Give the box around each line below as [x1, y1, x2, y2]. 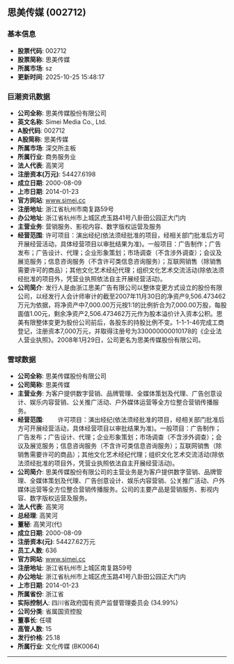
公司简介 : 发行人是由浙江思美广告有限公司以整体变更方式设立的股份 [17, 283, 210, 292]
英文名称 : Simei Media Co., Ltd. [17, 117, 107, 126]
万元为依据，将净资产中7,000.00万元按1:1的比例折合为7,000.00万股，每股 [17, 301, 227, 309]
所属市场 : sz [17, 63, 52, 72]
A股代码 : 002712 [17, 126, 65, 135]
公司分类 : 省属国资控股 [17, 608, 82, 616]
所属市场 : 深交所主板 [17, 144, 77, 152]
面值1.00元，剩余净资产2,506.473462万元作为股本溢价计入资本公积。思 [17, 309, 223, 317]
